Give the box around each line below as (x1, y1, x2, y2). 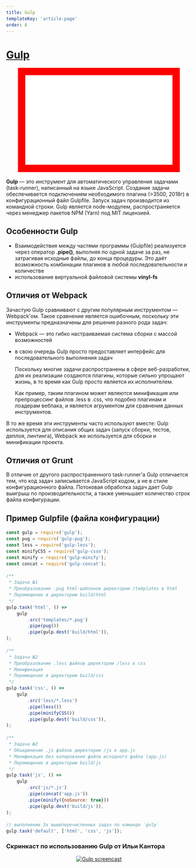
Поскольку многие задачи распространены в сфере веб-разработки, (14, 366, 190, 373)
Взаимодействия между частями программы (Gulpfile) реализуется (14, 242, 187, 249)
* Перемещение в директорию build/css (8, 673, 104, 679)
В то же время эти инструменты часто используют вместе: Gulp (6, 419, 169, 427)
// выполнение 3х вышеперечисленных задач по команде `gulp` (6, 822, 160, 828)
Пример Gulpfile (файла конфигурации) (6, 513, 160, 523)
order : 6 (6, 22, 28, 28)
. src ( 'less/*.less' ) (27, 698, 78, 703)
